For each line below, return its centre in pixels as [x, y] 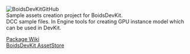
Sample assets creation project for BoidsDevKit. [65, 15]
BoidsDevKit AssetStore [35, 45]
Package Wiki [23, 39]
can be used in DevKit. [34, 28]
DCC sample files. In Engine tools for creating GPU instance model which [95, 21]
